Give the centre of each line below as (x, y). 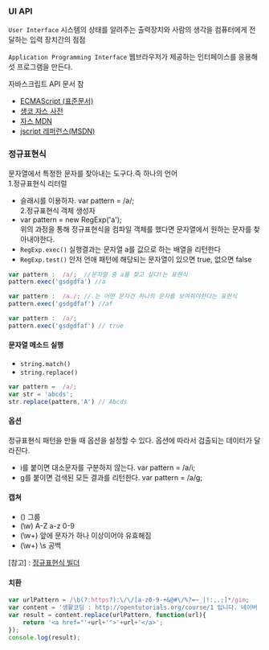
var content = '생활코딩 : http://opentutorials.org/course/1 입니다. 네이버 (133, 608)
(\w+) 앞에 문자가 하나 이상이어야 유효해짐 (86, 536)
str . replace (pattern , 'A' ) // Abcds (68, 401)
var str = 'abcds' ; (41, 394)
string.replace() (49, 373)
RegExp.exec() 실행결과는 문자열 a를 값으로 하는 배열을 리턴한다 (120, 249)
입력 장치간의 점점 (57, 40)
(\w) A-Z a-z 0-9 (47, 526)
